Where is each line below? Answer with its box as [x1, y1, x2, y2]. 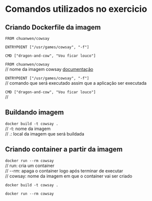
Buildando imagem [5, 108, 64, 117]
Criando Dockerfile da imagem [5, 23, 101, 32]
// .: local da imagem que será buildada [5, 131, 85, 136]
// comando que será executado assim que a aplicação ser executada [5, 80, 147, 86]
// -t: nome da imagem [5, 126, 51, 132]
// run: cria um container [5, 163, 55, 168]
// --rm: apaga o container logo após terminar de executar [5, 167, 123, 173]
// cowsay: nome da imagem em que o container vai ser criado [5, 173, 132, 179]
